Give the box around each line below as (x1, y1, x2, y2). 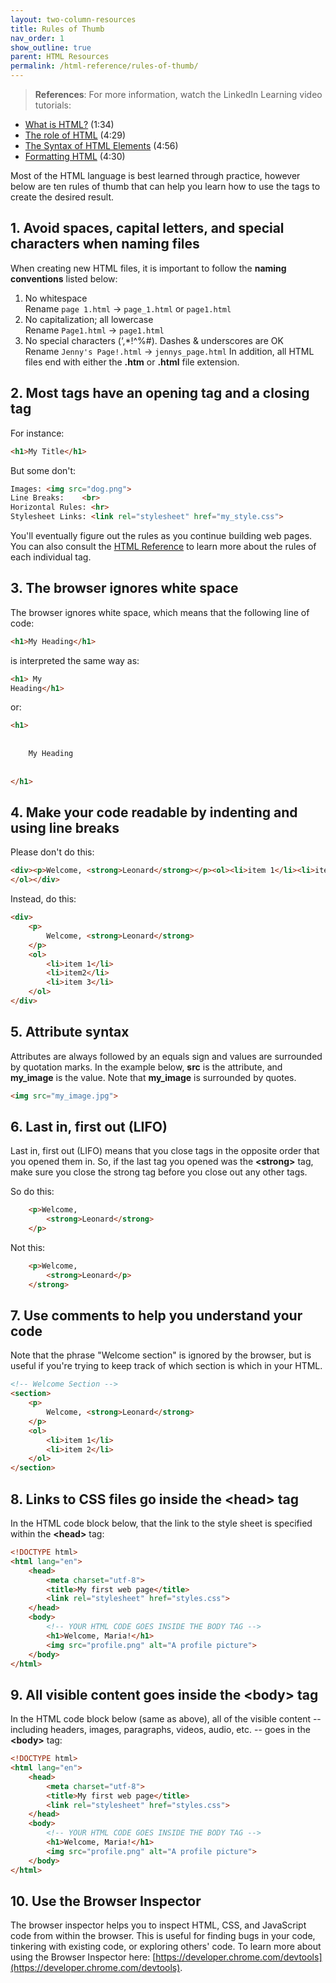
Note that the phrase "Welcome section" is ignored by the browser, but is (10, 1349, 312, 1361)
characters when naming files (10, 236, 200, 253)
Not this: (10, 1242, 46, 1253)
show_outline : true (10, 42, 92, 53)
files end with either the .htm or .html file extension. (24, 356, 240, 368)
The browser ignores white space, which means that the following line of (10, 606, 310, 618)
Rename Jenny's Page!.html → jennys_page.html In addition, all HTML (24, 345, 315, 357)
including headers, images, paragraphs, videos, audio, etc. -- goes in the (10, 1724, 311, 1736)
